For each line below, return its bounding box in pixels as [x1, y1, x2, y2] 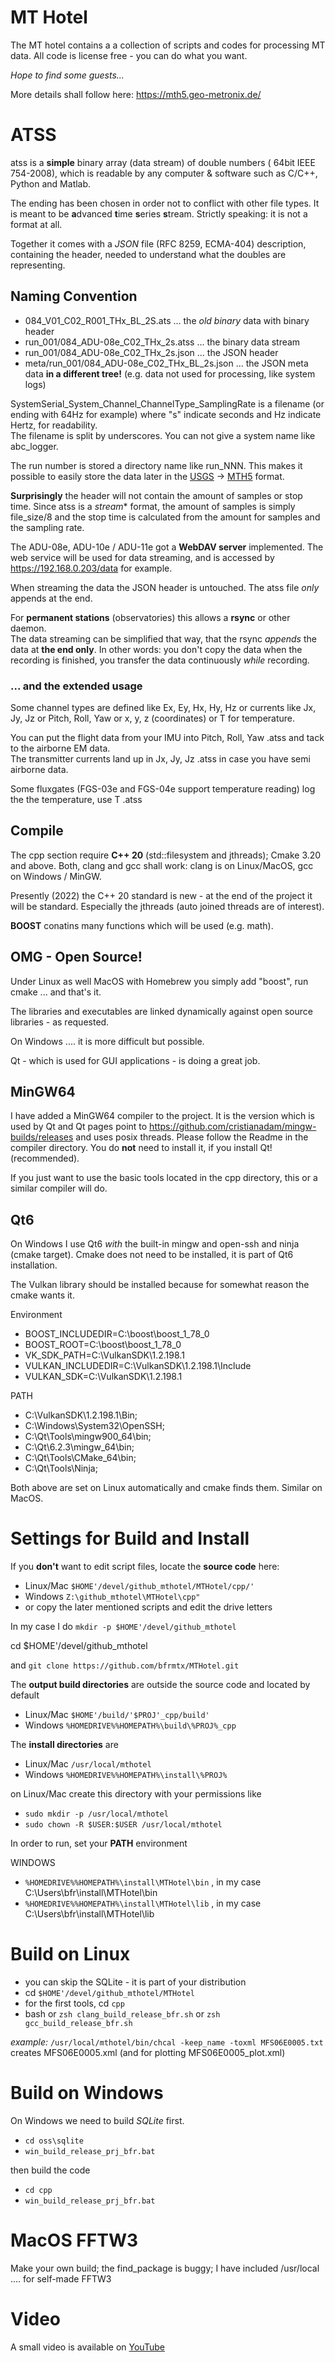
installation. [10, 1259, 58, 1271]
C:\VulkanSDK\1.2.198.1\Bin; [24, 1409, 138, 1421]
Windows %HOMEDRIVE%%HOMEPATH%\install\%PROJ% [24, 1769, 228, 1781]
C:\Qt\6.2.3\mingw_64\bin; [24, 1441, 135, 1453]
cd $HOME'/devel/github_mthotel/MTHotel [24, 1987, 195, 1999]
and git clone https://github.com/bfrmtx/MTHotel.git [10, 1659, 240, 1671]
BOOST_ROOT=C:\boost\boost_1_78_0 [24, 1339, 182, 1351]
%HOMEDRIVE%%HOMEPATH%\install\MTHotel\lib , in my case [24, 1897, 262, 1910]
